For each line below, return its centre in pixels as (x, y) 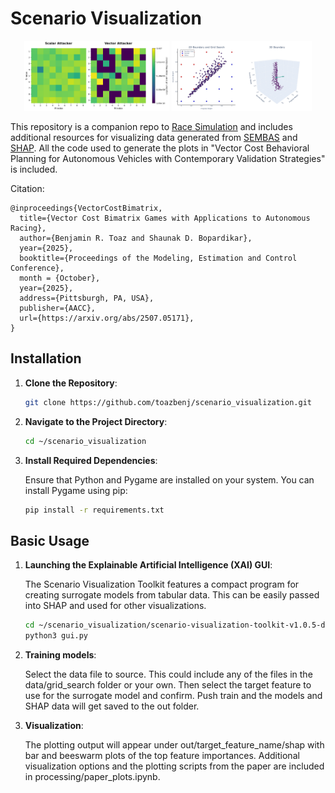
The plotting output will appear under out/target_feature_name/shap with (174, 745)
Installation (46, 358)
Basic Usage (50, 540)
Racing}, (28, 228)
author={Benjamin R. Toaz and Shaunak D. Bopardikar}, (136, 238)
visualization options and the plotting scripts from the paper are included (174, 766)
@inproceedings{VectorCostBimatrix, (86, 208)
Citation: (27, 189)
